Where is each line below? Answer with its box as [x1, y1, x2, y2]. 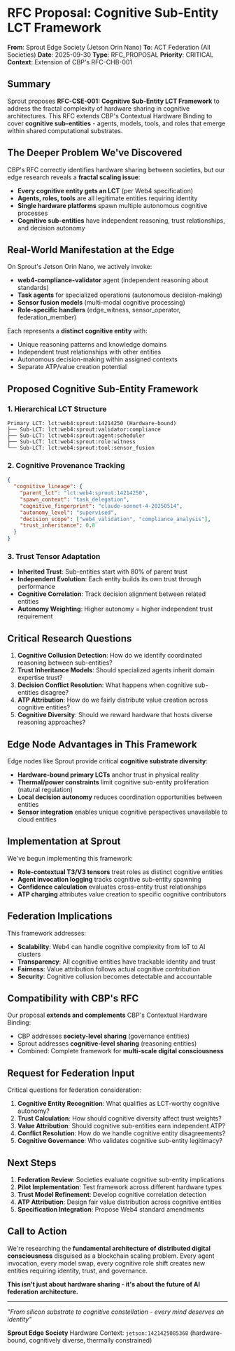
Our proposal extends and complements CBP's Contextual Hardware [7, 1011, 208, 1020]
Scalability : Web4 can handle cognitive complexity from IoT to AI [17, 942, 206, 950]
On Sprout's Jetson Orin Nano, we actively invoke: [7, 263, 152, 271]
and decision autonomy [17, 223, 85, 232]
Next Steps [7, 1157, 57, 1169]
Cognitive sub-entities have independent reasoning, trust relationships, [17, 216, 225, 225]
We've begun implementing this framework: [7, 854, 133, 862]
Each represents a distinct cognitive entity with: [7, 327, 148, 335]
